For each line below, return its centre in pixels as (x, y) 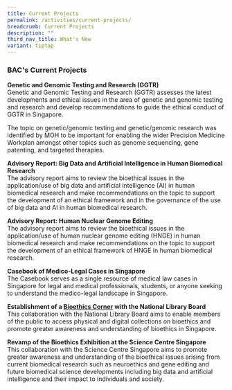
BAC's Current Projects (47, 70)
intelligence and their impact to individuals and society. (86, 379)
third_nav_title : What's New (49, 39)
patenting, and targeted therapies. (56, 150)
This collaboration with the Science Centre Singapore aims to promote (107, 350)
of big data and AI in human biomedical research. (77, 208)
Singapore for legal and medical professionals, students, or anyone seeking (115, 286)
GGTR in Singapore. (35, 114)
